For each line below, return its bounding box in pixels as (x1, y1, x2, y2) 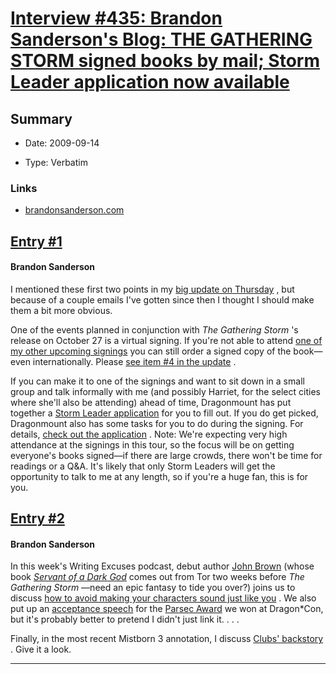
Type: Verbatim (24, 157, 88, 168)
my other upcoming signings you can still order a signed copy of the (10, 345, 292, 357)
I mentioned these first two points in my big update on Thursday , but (10, 283, 295, 295)
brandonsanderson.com (24, 204, 125, 216)
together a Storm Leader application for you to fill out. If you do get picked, (10, 407, 319, 419)
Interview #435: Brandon (10, 7, 223, 30)
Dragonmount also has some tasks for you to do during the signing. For (10, 417, 304, 429)
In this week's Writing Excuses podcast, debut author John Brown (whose (10, 560, 315, 572)
